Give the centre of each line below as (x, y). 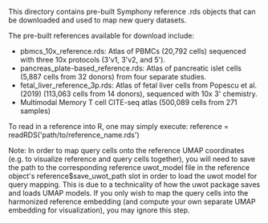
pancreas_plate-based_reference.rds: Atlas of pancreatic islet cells (131, 68)
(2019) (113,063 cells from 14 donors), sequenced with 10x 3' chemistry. (139, 94)
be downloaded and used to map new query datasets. (97, 20)
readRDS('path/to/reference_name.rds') (74, 135)
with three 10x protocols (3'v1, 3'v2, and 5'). (93, 60)
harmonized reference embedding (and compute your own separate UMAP (132, 201)
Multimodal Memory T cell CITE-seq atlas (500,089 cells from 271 (129, 102)
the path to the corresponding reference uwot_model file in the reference (129, 167)
